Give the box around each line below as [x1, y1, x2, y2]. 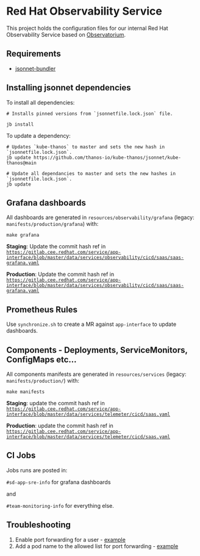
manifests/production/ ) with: [6, 377, 80, 384]
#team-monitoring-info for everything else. [6, 502, 115, 509]
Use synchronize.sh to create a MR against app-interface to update [6, 320, 177, 328]
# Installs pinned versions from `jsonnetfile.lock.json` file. [6, 110, 173, 117]
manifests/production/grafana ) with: [6, 220, 99, 228]
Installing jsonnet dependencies [6, 82, 131, 93]
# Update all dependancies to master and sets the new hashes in [6, 170, 176, 176]
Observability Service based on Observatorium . [6, 31, 126, 38]
